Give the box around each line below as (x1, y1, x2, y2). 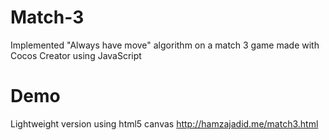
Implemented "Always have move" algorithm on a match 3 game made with (10, 39, 320, 51)
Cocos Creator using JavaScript (10, 49, 142, 61)
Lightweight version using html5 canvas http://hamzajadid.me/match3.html (10, 117, 319, 130)
